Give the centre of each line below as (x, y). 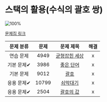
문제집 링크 (15, 33)
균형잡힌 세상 (70, 56)
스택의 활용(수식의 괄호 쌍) (54, 10)
